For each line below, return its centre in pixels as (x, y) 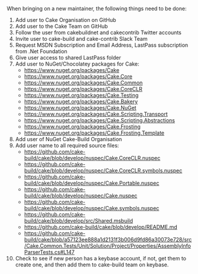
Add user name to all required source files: (67, 145)
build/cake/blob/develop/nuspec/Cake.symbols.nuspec (92, 208)
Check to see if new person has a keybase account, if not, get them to (101, 258)
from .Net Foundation (41, 51)
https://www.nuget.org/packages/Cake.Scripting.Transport (96, 114)
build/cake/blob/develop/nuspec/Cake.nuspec (81, 195)
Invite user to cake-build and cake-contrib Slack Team (81, 39)
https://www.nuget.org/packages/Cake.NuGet (80, 108)
